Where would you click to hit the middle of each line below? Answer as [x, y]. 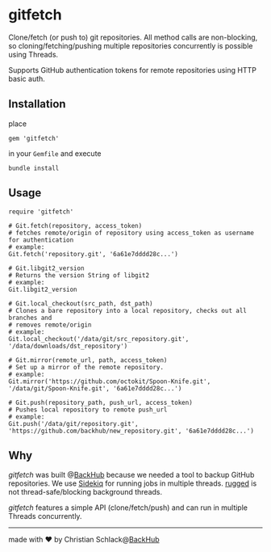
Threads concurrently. [45, 516]
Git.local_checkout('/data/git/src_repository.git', [99, 339]
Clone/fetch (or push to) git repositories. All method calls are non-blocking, [133, 37]
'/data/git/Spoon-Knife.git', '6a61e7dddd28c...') [95, 388]
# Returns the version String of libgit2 [79, 275]
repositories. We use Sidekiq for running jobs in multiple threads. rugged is [133, 483]
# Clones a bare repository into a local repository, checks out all [128, 310]
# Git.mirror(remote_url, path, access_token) [88, 360]
